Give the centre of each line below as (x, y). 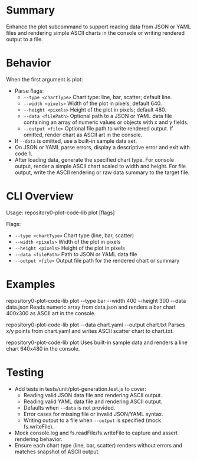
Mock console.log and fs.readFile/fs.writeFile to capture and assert (96, 433)
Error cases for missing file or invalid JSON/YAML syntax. (93, 414)
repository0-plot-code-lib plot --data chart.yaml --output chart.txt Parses (96, 325)
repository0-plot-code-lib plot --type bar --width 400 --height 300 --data (96, 300)
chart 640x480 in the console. (43, 348)
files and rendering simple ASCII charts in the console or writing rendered (95, 32)
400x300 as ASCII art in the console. (51, 313)
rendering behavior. (39, 439)
